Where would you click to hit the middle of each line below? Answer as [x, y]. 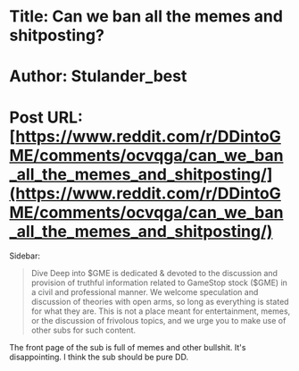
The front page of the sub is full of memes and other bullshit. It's [128, 348]
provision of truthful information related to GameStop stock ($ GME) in [159, 282]
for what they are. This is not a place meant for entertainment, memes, [161, 311]
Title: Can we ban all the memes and [146, 17]
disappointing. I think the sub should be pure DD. [99, 357]
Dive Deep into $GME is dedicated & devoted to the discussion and [154, 274]
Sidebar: [25, 256]
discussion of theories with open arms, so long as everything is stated [160, 302]
